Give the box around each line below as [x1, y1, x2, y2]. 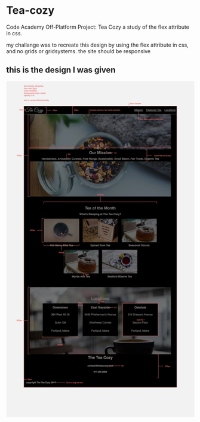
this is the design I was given [6, 65, 116, 75]
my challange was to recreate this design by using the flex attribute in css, [6, 41, 189, 48]
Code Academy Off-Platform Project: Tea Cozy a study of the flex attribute [6, 23, 190, 30]
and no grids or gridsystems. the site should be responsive [6, 47, 151, 54]
